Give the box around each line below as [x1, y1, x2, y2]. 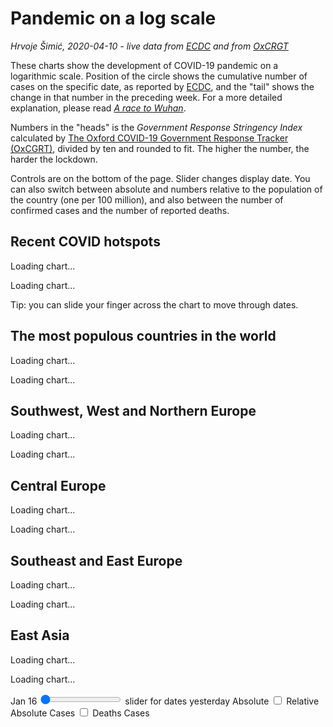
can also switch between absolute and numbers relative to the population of [10, 183, 323, 195]
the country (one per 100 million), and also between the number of [10, 193, 284, 206]
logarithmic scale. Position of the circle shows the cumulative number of [10, 70, 308, 82]
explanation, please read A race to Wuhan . [10, 102, 187, 114]
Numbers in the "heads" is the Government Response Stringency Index [10, 121, 303, 133]
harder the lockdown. [10, 153, 98, 165]
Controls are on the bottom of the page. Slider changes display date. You [10, 172, 311, 184]
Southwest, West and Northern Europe [10, 402, 257, 419]
